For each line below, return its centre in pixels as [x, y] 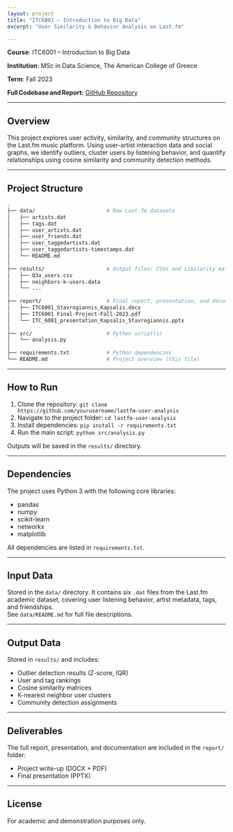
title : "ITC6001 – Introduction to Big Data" [74, 20]
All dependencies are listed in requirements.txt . [76, 547]
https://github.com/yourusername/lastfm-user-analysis [98, 410]
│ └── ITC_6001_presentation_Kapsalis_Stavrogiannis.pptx [96, 320]
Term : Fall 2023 [30, 79]
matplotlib [32, 534]
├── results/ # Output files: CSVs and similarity [111, 269]
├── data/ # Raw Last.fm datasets [91, 210]
